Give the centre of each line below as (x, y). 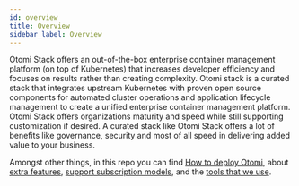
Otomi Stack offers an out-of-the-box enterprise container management (142, 60)
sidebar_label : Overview (56, 34)
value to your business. (53, 145)
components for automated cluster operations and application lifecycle (140, 97)
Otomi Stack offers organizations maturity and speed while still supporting (147, 116)
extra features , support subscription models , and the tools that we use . (141, 172)
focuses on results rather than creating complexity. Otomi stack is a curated (149, 79)
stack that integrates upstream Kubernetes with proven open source (136, 88)
